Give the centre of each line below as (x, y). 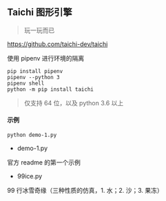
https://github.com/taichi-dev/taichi (58, 44)
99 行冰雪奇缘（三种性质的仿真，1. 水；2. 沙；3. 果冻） (85, 190)
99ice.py (30, 176)
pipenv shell (26, 83)
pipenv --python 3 (33, 77)
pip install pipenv (35, 71)
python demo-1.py (32, 135)
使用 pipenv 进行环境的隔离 (46, 58)
